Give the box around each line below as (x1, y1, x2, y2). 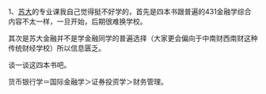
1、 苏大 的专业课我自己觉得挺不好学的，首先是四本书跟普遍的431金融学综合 (8, 7, 252, 16)
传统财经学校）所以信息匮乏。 (8, 43, 105, 53)
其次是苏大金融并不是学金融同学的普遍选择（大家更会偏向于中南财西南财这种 (8, 34, 258, 43)
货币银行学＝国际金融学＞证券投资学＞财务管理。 (8, 77, 168, 86)
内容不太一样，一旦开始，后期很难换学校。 (8, 17, 147, 26)
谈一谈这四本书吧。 (8, 60, 71, 70)
